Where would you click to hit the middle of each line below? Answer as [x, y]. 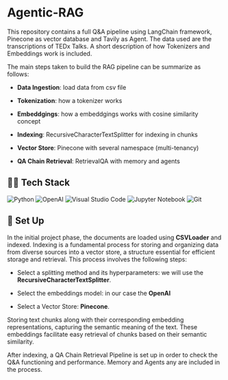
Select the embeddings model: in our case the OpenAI [94, 293]
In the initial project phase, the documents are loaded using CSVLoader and [114, 237]
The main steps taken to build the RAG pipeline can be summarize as [104, 67]
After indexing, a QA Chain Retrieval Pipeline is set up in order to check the [112, 355]
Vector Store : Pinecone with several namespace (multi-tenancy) [108, 147]
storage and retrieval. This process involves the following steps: [97, 259]
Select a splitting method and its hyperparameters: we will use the [110, 272]
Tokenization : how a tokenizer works [69, 100]
